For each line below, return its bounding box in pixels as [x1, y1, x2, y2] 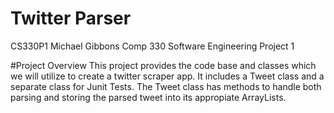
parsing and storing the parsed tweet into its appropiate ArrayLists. [10, 91, 287, 103]
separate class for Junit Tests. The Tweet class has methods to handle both [10, 80, 322, 92]
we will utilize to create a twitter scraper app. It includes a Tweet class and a [10, 70, 325, 82]
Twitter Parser [10, 7, 132, 30]
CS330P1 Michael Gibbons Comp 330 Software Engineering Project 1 [10, 40, 295, 52]
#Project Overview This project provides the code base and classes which [10, 59, 317, 71]
